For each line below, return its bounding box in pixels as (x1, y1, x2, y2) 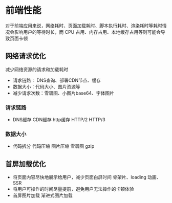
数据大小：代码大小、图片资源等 (12, 83, 80, 89)
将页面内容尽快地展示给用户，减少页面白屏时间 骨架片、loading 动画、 (12, 174, 161, 181)
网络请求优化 (5, 52, 46, 60)
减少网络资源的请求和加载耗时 (5, 66, 68, 72)
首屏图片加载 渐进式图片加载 (12, 192, 73, 198)
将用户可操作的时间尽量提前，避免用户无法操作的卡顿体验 (12, 186, 134, 192)
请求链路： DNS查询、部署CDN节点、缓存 (12, 77, 101, 83)
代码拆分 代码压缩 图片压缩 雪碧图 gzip (12, 143, 95, 149)
